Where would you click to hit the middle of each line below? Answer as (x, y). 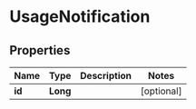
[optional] (161, 91)
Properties (40, 50)
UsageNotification (80, 17)
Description (106, 76)
